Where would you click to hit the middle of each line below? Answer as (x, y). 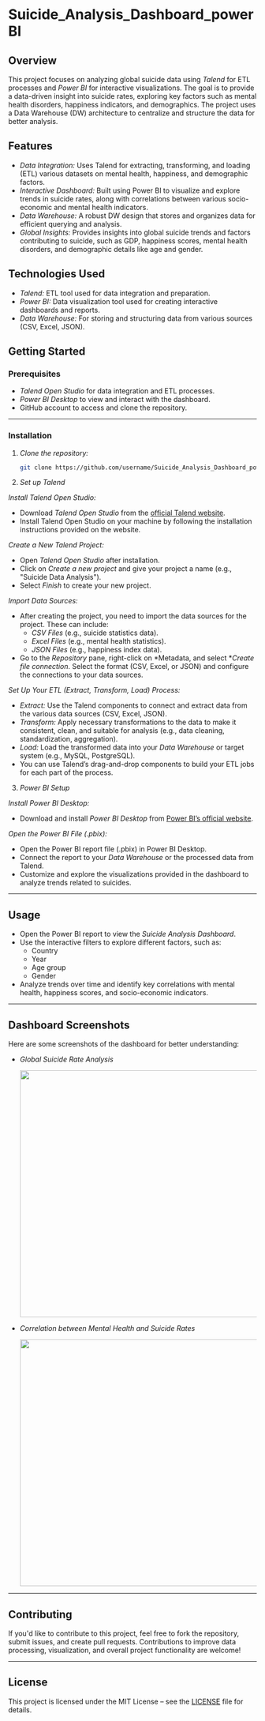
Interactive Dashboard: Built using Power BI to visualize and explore (130, 190)
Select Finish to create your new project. (85, 585)
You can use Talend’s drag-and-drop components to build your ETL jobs (137, 765)
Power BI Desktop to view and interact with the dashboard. (115, 400)
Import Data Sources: (43, 601)
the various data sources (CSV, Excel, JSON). (93, 714)
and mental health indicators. (101, 207)
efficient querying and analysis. (71, 224)
